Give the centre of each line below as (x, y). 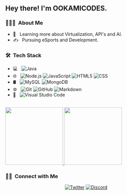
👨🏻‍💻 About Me (24, 23)
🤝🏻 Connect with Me (32, 176)
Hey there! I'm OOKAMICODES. (56, 8)
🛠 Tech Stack (24, 55)
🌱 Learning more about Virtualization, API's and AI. (67, 34)
